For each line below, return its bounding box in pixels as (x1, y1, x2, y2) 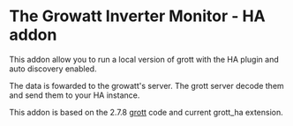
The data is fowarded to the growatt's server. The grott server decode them (9, 80, 284, 91)
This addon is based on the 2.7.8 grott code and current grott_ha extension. (9, 107, 284, 117)
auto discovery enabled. (9, 63, 97, 74)
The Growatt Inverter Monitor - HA (9, 6, 267, 26)
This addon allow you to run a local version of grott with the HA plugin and (9, 54, 280, 64)
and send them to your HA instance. (9, 90, 140, 100)
